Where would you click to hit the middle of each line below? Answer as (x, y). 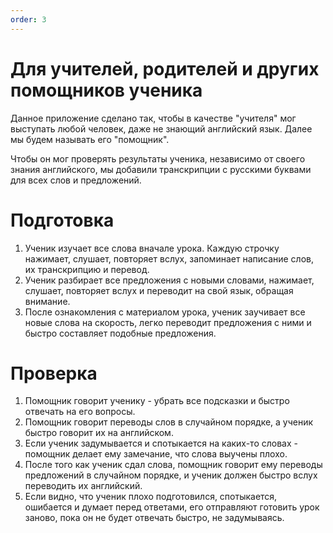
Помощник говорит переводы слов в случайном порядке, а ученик (169, 422)
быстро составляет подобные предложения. (120, 333)
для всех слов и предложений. (76, 180)
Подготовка (62, 220)
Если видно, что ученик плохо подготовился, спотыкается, (151, 497)
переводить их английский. (83, 486)
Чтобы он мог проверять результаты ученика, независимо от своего (158, 158)
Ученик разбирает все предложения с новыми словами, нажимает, (169, 280)
